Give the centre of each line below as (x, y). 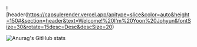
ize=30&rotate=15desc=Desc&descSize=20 (59, 27)
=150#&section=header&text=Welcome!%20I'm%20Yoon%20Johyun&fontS (99, 21)
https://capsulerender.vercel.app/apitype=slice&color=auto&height (108, 15)
